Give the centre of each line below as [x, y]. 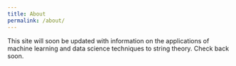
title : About [27, 14]
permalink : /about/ [36, 21]
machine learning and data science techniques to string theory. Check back [118, 48]
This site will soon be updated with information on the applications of [108, 40]
